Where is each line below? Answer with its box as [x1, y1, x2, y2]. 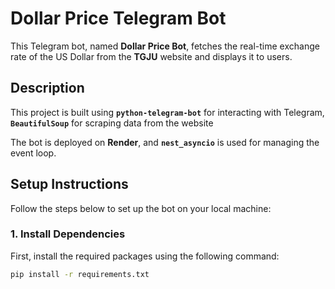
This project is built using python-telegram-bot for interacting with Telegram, [10, 106, 325, 118]
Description [10, 80, 85, 97]
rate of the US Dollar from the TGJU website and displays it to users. [10, 50, 293, 62]
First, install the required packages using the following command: [10, 250, 280, 262]
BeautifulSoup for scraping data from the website [10, 117, 214, 129]
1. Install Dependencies [10, 227, 126, 241]
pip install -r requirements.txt [10, 269, 150, 279]
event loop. [10, 147, 57, 159]
